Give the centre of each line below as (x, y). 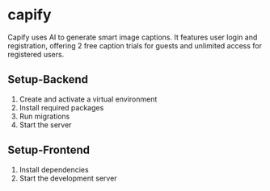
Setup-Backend (48, 79)
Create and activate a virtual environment (88, 99)
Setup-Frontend (49, 150)
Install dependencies (54, 169)
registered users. (36, 54)
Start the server (45, 125)
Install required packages (61, 107)
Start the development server (68, 178)
